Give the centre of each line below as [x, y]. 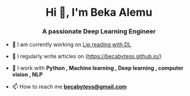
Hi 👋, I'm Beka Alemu [99, 12]
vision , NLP [27, 75]
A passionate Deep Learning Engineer [99, 32]
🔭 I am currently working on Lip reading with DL [72, 44]
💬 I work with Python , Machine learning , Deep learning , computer [98, 68]
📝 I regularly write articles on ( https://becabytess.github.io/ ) [87, 57]
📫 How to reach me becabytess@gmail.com [70, 87]
